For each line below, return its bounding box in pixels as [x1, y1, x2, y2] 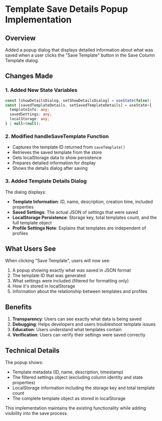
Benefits [5, 303, 32, 311]
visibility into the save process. [5, 410, 68, 416]
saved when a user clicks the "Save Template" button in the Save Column [5, 52, 155, 58]
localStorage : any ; [9, 117, 50, 122]
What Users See [5, 244, 56, 253]
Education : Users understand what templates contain [12, 327, 122, 333]
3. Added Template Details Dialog [5, 178, 87, 185]
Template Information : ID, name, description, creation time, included [12, 199, 153, 205]
